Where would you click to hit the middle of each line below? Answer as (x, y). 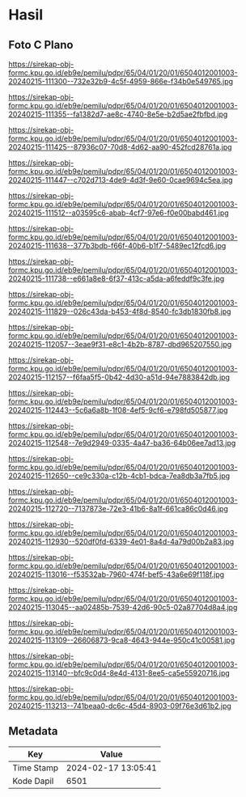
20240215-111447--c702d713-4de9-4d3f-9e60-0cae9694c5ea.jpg (121, 180)
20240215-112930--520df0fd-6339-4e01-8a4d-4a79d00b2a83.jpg (121, 541)
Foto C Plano (41, 45)
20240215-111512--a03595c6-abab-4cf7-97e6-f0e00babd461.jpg (119, 213)
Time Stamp (36, 768)
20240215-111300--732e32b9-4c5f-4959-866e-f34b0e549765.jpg (121, 81)
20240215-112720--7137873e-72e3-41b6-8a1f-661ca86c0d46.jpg (118, 509)
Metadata (33, 731)
